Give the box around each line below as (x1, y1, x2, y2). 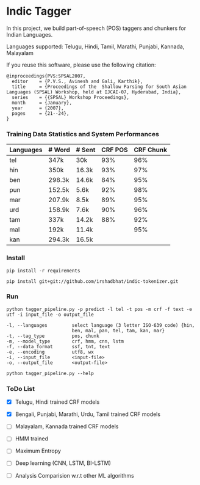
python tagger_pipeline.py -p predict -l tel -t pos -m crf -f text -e (6, 306, 192, 312)
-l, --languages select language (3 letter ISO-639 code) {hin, (6, 322, 195, 328)
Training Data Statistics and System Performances (6, 129, 160, 138)
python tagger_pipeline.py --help (6, 370, 95, 376)
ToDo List (6, 384, 35, 393)
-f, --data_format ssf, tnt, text (6, 343, 111, 349)
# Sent (76, 145, 96, 154)
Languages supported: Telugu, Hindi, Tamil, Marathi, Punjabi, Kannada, (6, 43, 185, 50)
